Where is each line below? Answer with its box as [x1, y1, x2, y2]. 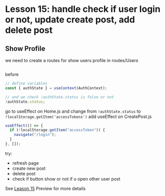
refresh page [12, 160, 39, 166]
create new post [12, 165, 46, 171]
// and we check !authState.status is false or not [5, 94, 114, 100]
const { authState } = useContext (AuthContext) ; [5, 85, 108, 90]
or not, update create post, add [5, 14, 135, 25]
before [5, 71, 19, 77]
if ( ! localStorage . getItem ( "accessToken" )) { [9, 128, 106, 132]
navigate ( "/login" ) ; [14, 132, 56, 137]
